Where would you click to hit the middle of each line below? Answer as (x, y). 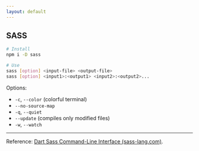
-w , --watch (28, 124)
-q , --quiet (28, 112)
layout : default (26, 12)
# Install (18, 49)
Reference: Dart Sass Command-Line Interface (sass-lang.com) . (85, 141)
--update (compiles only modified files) (62, 118)
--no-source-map (35, 106)
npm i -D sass (24, 55)
